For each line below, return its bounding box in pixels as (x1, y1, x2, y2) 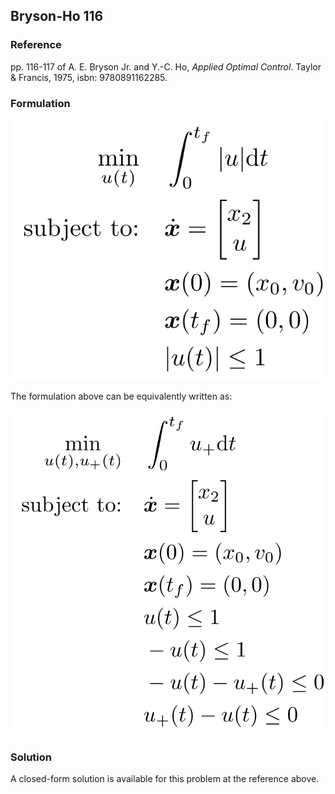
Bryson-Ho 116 (10, 8, 104, 25)
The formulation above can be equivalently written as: (10, 390, 233, 403)
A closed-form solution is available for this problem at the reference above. (10, 773, 320, 785)
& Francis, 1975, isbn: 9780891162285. (10, 71, 168, 83)
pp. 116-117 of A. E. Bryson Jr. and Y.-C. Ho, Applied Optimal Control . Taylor (10, 60, 322, 73)
